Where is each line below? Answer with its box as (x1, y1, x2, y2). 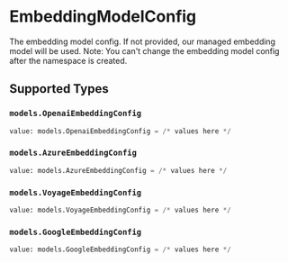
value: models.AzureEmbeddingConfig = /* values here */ (9, 166, 228, 175)
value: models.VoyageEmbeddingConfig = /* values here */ (9, 205, 231, 214)
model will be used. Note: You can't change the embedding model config (9, 45, 280, 56)
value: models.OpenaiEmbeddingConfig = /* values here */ (9, 126, 231, 136)
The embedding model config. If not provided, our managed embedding (9, 36, 276, 47)
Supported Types (9, 81, 110, 96)
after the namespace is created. (9, 55, 128, 66)
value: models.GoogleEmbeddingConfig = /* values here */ (9, 245, 231, 254)
